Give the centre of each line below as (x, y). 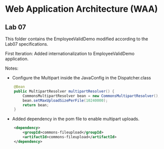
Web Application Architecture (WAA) (82, 9)
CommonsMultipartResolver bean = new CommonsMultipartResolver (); (92, 96)
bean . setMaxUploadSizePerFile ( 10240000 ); (65, 100)
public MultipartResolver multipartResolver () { (64, 91)
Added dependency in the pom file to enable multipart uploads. (76, 119)
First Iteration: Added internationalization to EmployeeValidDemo (70, 53)
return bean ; (36, 105)
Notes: (12, 68)
